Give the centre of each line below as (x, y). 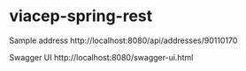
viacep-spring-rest (81, 16)
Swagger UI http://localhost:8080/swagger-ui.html (101, 57)
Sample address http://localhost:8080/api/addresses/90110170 (123, 40)
